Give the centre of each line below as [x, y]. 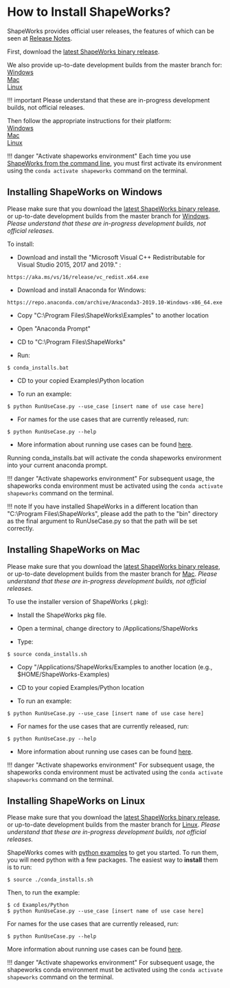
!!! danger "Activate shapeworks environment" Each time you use [99, 156]
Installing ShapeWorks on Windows [85, 192]
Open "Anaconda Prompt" [54, 328]
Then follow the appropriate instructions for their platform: [89, 120]
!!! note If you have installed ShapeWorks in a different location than [103, 506]
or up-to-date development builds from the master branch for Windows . [109, 216]
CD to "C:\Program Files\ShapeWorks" [71, 341]
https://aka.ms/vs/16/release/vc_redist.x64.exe [78, 277]
